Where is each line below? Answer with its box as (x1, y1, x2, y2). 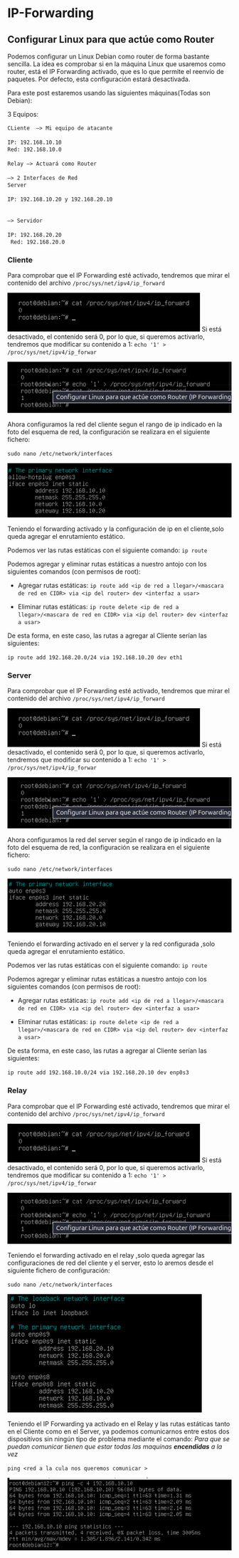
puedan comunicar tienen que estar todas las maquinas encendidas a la (7, 1442, 223, 1451)
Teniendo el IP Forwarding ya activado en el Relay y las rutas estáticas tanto (7, 1419, 230, 1428)
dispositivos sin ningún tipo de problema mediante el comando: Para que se (7, 1434, 230, 1443)
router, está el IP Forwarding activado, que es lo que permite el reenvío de (7, 68, 224, 75)
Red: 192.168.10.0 (7, 146, 62, 153)
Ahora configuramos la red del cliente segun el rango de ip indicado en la (7, 420, 223, 428)
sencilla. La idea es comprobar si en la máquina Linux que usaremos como (7, 60, 226, 68)
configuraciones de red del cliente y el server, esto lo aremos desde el (7, 1258, 213, 1267)
